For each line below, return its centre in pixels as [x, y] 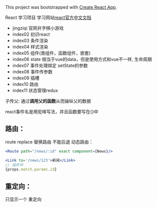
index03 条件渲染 [30, 40]
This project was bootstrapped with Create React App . [61, 7]
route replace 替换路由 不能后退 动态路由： [49, 142]
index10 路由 [25, 84]
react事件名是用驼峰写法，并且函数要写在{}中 [52, 111]
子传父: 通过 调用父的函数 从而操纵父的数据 [48, 101]
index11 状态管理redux [35, 90]
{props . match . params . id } [31, 170]
